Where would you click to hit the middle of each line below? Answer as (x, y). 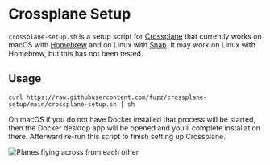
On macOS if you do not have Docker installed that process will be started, (132, 119)
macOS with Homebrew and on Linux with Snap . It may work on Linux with (132, 44)
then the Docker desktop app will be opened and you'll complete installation (134, 128)
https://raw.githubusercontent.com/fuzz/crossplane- (116, 97)
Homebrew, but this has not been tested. (76, 53)
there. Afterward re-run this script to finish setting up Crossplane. (117, 136)
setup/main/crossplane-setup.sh (62, 104)
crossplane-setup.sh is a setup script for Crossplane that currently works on (135, 36)
